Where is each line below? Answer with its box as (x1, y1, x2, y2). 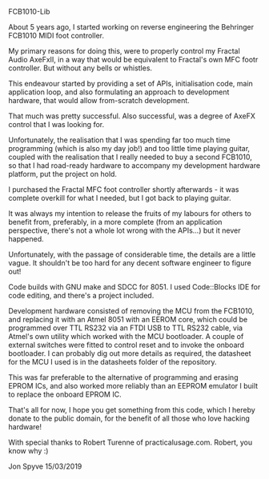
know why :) (8, 446, 49, 455)
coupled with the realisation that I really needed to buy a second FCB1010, (8, 152, 252, 162)
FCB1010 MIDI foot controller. (8, 31, 104, 40)
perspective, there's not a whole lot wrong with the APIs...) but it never (8, 226, 241, 235)
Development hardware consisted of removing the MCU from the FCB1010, (8, 306, 255, 315)
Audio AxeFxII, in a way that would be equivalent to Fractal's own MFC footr (8, 55, 259, 64)
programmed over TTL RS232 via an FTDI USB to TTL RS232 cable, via (8, 323, 243, 333)
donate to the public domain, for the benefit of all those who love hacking (8, 413, 251, 423)
